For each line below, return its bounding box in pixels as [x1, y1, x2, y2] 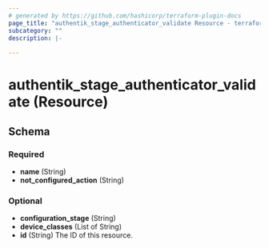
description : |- [8, 34, 62, 42]
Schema [8, 125, 50, 138]
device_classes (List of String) [19, 222, 122, 232]
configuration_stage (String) [19, 214, 116, 223]
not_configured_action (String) [19, 175, 124, 185]
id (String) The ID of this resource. [19, 230, 134, 240]
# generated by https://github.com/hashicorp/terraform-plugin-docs [8, 11, 242, 20]
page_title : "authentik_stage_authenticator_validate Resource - [8, 19, 231, 27]
